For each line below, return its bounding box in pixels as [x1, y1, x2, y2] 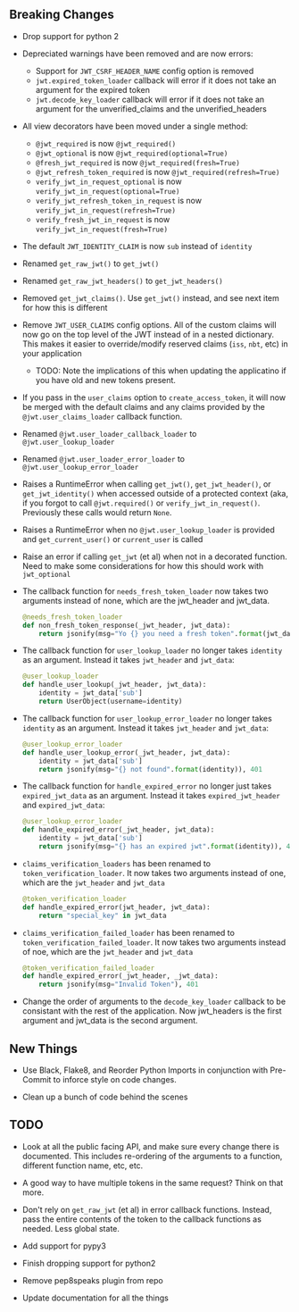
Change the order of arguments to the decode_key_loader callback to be [21, 996, 287, 1007]
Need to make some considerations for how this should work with [21, 560, 264, 571]
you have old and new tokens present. [35, 374, 177, 385]
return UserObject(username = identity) [38, 697, 183, 706]
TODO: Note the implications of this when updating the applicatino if [35, 365, 287, 376]
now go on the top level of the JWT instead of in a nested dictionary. [21, 329, 275, 339]
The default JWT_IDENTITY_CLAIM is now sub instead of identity [21, 240, 253, 251]
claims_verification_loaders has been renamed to [21, 857, 212, 869]
